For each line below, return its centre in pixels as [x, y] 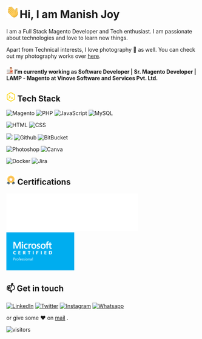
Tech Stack [39, 98]
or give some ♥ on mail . [37, 318]
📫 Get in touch [35, 288]
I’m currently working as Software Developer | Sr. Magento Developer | [105, 71]
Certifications [44, 182]
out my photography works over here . [54, 56]
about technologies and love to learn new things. [67, 38]
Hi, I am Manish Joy [70, 15]
